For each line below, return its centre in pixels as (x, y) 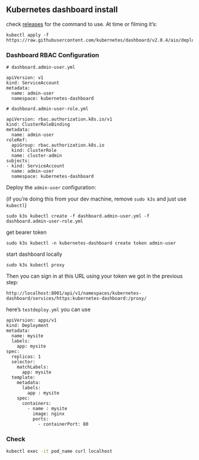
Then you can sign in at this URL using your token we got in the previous (94, 276)
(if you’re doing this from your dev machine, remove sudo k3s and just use (96, 199)
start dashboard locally (34, 254)
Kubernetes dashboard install (62, 10)
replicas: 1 (26, 357)
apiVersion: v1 (25, 78)
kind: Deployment (28, 326)
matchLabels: (33, 367)
